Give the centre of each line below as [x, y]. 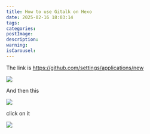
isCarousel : [21, 51]
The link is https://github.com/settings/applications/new [75, 68]
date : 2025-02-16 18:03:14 [40, 17]
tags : [13, 23]
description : [22, 39]
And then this [23, 90]
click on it [18, 113]
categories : [21, 28]
